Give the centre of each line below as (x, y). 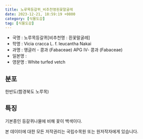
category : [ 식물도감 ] (25, 19)
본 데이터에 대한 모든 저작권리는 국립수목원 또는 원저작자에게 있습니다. (72, 131)
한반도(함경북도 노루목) (27, 92)
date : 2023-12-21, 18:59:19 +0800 (40, 14)
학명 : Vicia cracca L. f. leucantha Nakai (52, 44)
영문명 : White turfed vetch (39, 62)
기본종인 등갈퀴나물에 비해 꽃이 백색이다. (44, 121)
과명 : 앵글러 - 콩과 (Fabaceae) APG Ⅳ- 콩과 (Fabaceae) (67, 50)
